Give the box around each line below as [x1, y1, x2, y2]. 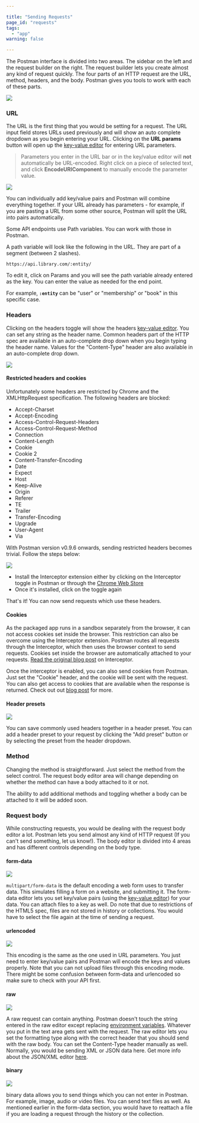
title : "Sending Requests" [6, 14, 73, 20]
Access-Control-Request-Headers [14, 418, 99, 425]
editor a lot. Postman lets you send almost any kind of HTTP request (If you [6, 831, 190, 838]
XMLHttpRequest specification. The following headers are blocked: [6, 394, 170, 401]
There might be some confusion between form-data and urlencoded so [6, 970, 181, 978]
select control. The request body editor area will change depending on [6, 772, 179, 779]
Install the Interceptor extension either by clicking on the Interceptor [14, 573, 181, 580]
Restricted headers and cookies [6, 375, 87, 382]
